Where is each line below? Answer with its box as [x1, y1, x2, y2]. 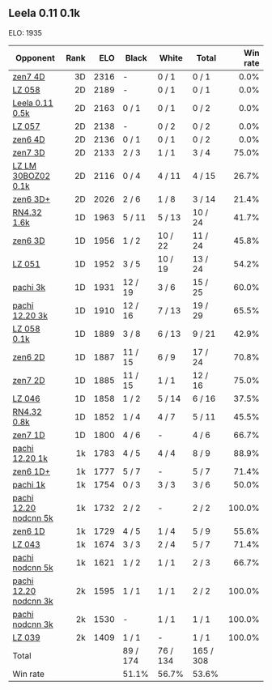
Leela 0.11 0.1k [8, 6, 81, 20]
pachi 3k [12, 281, 46, 292]
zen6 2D [12, 351, 45, 363]
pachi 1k [12, 479, 46, 490]
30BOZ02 [12, 170, 51, 181]
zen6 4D [12, 134, 45, 145]
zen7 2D [12, 374, 45, 385]
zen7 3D [12, 147, 45, 158]
